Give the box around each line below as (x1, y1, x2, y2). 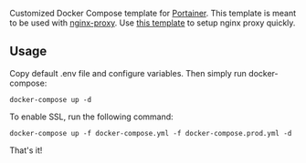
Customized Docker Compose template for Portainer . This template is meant (9, 8, 297, 18)
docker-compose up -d (9, 95, 92, 104)
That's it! (9, 145, 43, 156)
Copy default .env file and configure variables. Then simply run (9, 67, 247, 78)
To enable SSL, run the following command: (9, 111, 174, 122)
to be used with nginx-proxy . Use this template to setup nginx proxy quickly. (9, 17, 296, 28)
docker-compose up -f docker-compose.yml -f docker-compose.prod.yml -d (9, 128, 292, 138)
